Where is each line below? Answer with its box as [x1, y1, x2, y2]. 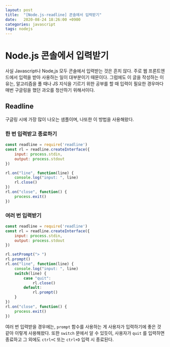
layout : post [5, 7, 33, 13]
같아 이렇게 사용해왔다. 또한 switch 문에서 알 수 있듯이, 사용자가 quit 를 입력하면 [5, 330, 165, 336]
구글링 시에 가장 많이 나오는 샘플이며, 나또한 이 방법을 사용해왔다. [5, 116, 134, 122]
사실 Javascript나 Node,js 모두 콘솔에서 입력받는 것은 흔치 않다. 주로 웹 [5, 68, 148, 74]
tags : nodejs [5, 27, 33, 32]
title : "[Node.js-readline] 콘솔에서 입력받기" [5, 12, 102, 17]
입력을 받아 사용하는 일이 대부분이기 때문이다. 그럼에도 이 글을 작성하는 [18, 75, 159, 81]
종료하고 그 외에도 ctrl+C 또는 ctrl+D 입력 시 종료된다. [5, 336, 114, 342]
